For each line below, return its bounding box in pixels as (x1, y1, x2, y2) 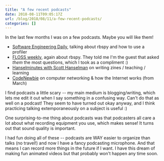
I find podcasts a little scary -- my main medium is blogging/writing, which (5, 90, 156, 96)
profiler (12, 49, 27, 55)
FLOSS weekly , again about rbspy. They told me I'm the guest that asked (12, 54, 160, 60)
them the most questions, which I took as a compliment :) (12, 59, 129, 65)
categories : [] (5, 21, 36, 26)
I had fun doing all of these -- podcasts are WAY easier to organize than (5, 135, 151, 141)
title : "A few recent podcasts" (5, 7, 71, 12)
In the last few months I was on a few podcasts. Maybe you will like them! (5, 34, 154, 40)
